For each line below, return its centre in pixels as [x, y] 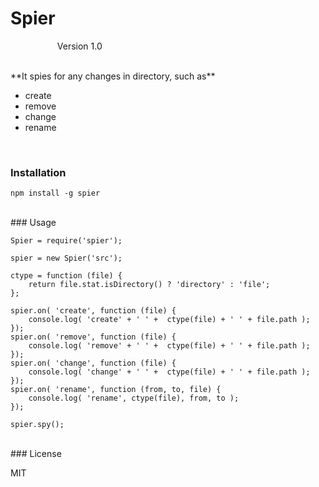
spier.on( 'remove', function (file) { [93, 337]
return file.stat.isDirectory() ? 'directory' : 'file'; [149, 285]
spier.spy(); [37, 425]
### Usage [33, 223]
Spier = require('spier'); [66, 241]
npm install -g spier [55, 193]
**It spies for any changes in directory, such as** [113, 76]
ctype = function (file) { [66, 276]
